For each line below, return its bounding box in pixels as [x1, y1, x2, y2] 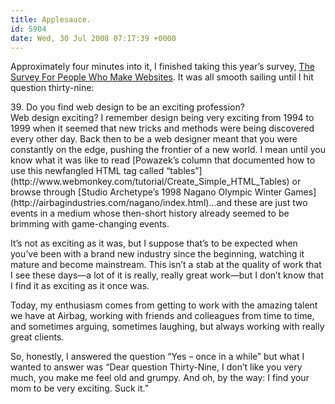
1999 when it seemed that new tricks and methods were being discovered [10, 122, 315, 135]
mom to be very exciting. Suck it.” [10, 382, 149, 395]
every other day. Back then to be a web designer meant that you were [10, 133, 298, 145]
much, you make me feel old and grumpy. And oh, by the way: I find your [10, 372, 310, 384]
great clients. [10, 331, 65, 343]
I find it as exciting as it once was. [10, 280, 150, 292]
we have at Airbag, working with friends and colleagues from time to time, [10, 310, 315, 322]
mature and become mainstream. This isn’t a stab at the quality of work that [10, 259, 322, 271]
